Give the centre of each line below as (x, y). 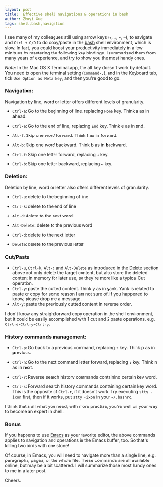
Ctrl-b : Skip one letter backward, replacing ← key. (62, 164)
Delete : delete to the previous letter (48, 244)
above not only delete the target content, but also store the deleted (80, 273)
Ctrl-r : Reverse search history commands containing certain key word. (84, 377)
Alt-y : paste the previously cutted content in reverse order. (72, 304)
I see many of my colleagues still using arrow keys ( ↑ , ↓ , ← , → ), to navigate (79, 37)
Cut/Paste (17, 257)
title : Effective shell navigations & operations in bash (67, 14)
